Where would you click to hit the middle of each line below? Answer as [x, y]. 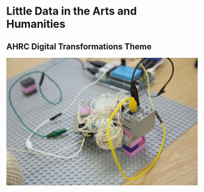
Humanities [36, 24]
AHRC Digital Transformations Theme [79, 46]
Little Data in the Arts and [72, 11]
